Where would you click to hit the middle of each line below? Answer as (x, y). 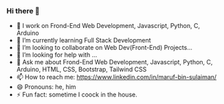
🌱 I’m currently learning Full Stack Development (84, 40)
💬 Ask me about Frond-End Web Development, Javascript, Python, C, (114, 62)
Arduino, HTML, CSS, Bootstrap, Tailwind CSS (81, 69)
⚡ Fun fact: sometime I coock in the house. (77, 94)
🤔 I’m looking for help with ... (57, 55)
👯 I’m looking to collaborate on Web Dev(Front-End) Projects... (104, 48)
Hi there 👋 (23, 11)
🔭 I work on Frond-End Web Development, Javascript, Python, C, (108, 26)
